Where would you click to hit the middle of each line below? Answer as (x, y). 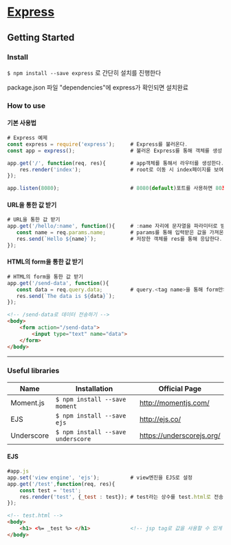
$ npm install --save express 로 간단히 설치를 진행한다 (84, 72)
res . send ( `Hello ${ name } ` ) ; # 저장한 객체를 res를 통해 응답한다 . (119, 239)
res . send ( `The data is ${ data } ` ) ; (66, 296)
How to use (26, 105)
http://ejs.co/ (161, 419)
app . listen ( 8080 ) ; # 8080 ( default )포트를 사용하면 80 (114, 189)
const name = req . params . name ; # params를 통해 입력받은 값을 (111, 233)
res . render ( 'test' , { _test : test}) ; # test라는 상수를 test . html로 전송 (121, 497)
